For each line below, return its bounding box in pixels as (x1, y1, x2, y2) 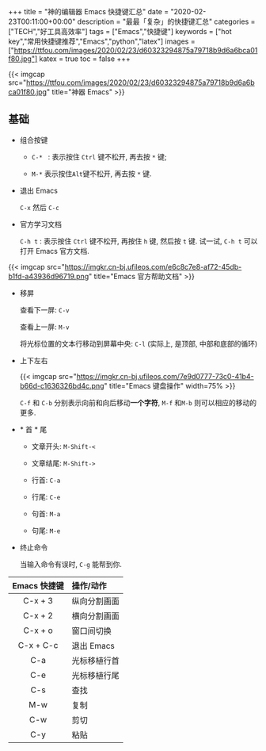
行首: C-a (31, 475, 61, 485)
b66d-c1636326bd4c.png (19, 381, 104, 390)
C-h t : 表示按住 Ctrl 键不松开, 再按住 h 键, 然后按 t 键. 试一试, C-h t (19, 236, 242, 246)
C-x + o (23, 625, 53, 636)
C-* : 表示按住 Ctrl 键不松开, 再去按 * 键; (31, 151, 167, 161)
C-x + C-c (17, 639, 59, 650)
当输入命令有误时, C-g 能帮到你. (19, 559, 123, 569)
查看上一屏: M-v (19, 322, 70, 331)
